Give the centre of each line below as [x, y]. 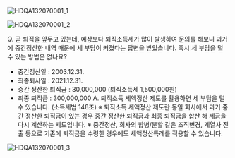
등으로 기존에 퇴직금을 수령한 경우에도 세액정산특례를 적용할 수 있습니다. [124, 133]
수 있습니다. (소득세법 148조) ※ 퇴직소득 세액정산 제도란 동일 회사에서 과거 [119, 107]
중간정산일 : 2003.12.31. [51, 72]
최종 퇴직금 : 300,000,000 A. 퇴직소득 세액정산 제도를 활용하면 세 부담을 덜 [121, 98]
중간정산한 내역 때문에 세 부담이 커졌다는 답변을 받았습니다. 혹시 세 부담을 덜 [119, 48]
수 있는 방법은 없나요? [37, 57]
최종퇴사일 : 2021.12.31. [50, 80]
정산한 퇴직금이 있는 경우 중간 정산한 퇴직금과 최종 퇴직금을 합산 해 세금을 [126, 116]
